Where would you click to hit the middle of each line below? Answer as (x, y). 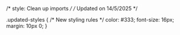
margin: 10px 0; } (27, 26)
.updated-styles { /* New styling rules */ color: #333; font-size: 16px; (90, 20)
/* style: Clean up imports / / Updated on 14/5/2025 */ (72, 8)
